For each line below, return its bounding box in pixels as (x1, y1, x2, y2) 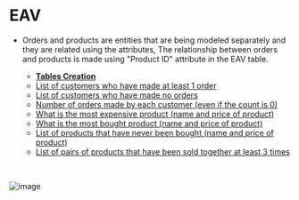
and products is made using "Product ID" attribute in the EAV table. (21, 53, 270, 64)
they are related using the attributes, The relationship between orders (21, 44, 278, 54)
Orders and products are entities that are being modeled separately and (21, 35, 287, 45)
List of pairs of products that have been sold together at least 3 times (35, 146, 290, 156)
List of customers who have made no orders (35, 90, 198, 100)
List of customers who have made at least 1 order (35, 80, 217, 91)
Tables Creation (35, 70, 96, 81)
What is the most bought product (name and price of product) (35, 117, 263, 129)
